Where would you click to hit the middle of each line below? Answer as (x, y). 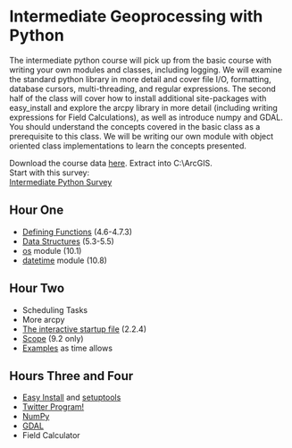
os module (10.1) (52, 250)
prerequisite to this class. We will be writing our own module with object (142, 136)
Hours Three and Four (71, 376)
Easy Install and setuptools (71, 397)
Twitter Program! (53, 407)
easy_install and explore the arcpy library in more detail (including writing (144, 107)
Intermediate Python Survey (61, 182)
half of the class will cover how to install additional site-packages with (138, 98)
